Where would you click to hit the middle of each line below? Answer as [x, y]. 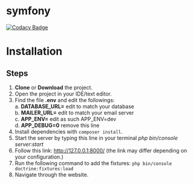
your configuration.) [39, 157]
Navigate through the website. [52, 175]
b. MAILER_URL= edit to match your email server [74, 112]
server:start [29, 144]
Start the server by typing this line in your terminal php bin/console [96, 138]
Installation [34, 51]
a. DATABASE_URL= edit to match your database [74, 106]
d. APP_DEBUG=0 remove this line [57, 125]
